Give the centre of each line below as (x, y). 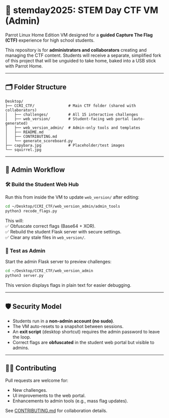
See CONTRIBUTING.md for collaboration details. (56, 410)
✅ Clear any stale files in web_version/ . (45, 237)
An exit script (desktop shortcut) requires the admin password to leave (86, 332)
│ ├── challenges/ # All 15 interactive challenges (72, 114)
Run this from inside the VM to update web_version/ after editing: (72, 197)
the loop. (22, 337)
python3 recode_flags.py (31, 211)
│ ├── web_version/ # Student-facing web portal (67, 119)
